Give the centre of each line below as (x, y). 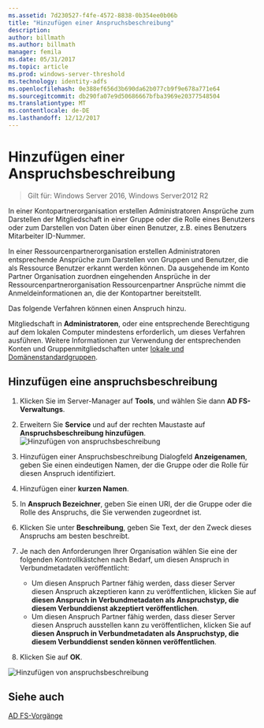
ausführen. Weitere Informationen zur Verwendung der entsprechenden (125, 340)
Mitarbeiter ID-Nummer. (47, 236)
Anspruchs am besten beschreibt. (74, 536)
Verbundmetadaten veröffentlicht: (74, 567)
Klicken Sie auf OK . (51, 657)
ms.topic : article (38, 67)
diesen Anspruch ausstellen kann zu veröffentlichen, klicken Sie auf (141, 625)
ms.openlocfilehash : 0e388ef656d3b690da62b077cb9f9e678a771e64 (114, 89)
